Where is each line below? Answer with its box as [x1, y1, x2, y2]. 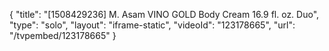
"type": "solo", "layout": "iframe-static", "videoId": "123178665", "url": [9, 19, 296, 31]
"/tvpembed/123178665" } [9, 30, 117, 41]
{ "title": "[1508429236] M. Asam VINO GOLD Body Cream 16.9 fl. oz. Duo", [9, 9, 320, 20]
